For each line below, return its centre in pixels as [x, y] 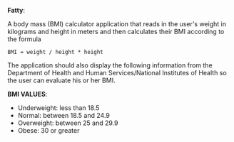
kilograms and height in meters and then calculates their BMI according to [116, 32]
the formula [24, 39]
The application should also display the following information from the [110, 65]
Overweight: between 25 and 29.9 [68, 123]
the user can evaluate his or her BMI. [61, 80]
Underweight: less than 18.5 [58, 108]
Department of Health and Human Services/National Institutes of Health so [117, 73]
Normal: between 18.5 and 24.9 [64, 115]
